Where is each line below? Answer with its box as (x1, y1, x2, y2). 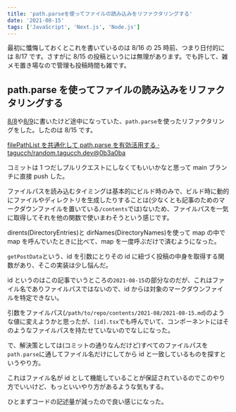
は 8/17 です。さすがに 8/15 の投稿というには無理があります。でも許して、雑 (7, 52, 228, 61)
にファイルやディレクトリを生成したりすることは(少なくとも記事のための (7, 196, 220, 204)
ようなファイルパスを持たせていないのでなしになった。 (13, 326, 174, 335)
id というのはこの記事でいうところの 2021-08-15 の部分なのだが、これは (7, 276, 213, 285)
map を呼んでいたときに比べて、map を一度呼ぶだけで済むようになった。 (7, 237, 221, 246)
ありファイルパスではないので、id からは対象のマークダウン (31, 285, 206, 293)
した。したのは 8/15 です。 (19, 126, 97, 135)
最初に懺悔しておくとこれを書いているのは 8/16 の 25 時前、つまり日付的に (7, 44, 225, 52)
